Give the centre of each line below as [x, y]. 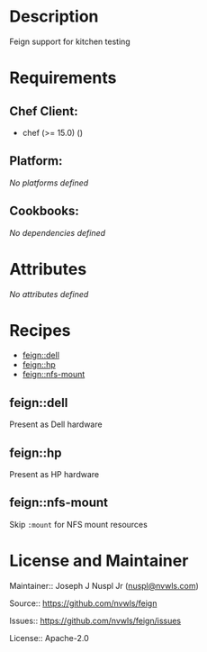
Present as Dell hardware [56, 424]
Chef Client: [44, 111]
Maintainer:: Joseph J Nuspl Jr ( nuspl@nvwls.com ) [104, 585]
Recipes [40, 330]
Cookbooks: [44, 211]
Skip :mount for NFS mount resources [79, 524]
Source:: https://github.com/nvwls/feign [83, 603]
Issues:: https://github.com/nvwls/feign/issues [95, 620]
